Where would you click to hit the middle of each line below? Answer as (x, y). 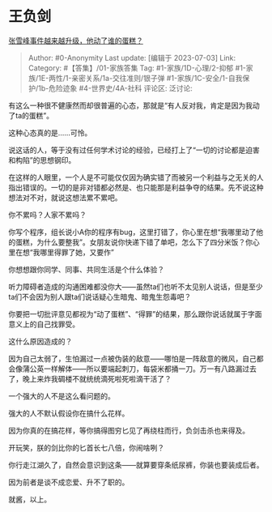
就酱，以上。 (30, 499)
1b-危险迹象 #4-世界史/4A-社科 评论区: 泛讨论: (115, 88)
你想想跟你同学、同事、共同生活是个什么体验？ (86, 269)
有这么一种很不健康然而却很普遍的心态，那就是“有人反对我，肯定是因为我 (131, 105)
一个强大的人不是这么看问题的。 (62, 396)
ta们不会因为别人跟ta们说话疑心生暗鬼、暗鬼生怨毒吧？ (100, 297)
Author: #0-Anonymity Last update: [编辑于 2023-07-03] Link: (132, 58)
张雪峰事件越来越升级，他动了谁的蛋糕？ (76, 41)
